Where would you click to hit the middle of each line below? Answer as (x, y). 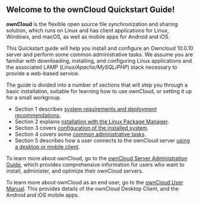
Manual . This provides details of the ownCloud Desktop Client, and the (93, 189)
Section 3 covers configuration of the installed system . (82, 128)
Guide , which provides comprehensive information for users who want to (95, 164)
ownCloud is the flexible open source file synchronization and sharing (92, 24)
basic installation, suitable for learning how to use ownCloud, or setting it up (99, 91)
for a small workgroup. (34, 97)
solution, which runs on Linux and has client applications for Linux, (88, 30)
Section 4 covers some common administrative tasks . (80, 134)
